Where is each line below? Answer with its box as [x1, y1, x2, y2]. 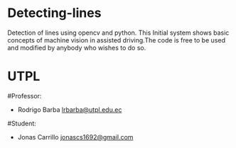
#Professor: [7, 91, 42, 100]
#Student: [7, 119, 37, 127]
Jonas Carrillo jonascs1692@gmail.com [17, 132, 134, 141]
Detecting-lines [7, 5, 102, 21]
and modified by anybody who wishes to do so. [7, 43, 146, 52]
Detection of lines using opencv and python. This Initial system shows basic [7, 28, 230, 37]
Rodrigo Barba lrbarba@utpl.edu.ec [17, 105, 122, 114]
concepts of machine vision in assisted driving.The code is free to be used [7, 35, 226, 44]
